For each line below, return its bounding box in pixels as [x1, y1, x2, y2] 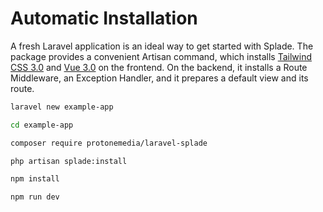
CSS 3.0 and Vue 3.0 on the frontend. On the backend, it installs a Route [10, 61, 308, 73]
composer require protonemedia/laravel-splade [10, 138, 208, 148]
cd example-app [10, 120, 74, 130]
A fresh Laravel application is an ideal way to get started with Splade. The [10, 40, 314, 52]
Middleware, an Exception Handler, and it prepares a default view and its [10, 72, 309, 84]
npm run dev [10, 192, 60, 202]
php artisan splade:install [10, 156, 128, 166]
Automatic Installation [10, 7, 198, 30]
